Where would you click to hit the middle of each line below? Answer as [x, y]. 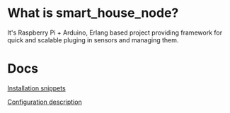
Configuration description [45, 102]
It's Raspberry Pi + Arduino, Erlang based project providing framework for [115, 32]
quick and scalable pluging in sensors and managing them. [93, 40]
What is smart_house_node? [93, 13]
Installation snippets [36, 88]
